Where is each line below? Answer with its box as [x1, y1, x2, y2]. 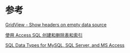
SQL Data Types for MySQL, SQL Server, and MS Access [5, 42, 125, 48]
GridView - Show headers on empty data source [5, 21, 107, 28]
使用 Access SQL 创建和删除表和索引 [5, 32, 83, 38]
